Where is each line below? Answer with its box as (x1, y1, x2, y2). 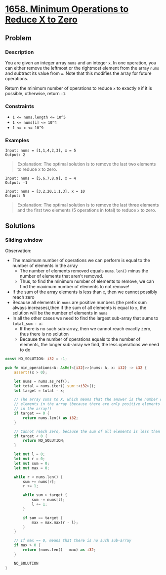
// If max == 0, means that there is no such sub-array (14, 538, 132, 543)
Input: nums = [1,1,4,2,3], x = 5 (5, 148, 77, 153)
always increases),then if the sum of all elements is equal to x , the (12, 305, 147, 311)
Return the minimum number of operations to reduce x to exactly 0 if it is (5, 85, 152, 91)
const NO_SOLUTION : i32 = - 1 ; (5, 357, 68, 362)
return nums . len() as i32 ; (23, 415, 79, 420)
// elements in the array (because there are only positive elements (14, 402, 161, 407)
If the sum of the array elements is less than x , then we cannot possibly (12, 289, 158, 295)
